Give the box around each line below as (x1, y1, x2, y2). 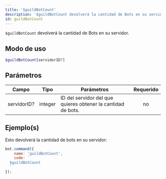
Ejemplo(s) (5, 123, 40, 132)
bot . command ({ (5, 146, 35, 151)
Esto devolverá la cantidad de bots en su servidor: (5, 137, 107, 143)
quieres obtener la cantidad (60, 100, 124, 107)
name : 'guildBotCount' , (14, 151, 63, 156)
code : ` (14, 156, 30, 161)
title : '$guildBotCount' (5, 7, 56, 12)
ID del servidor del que (60, 94, 114, 101)
